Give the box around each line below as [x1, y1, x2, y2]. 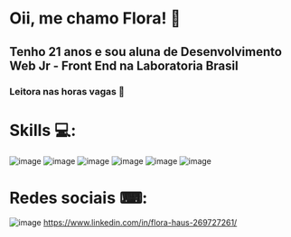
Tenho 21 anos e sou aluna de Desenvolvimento [9, 44, 283, 59]
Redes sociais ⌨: [9, 187, 148, 208]
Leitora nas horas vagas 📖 [9, 85, 125, 97]
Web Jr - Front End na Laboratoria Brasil [9, 58, 239, 73]
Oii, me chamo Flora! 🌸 [9, 8, 182, 29]
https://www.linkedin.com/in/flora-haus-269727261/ [43, 217, 238, 228]
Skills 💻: [9, 120, 77, 141]
